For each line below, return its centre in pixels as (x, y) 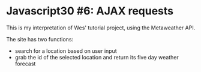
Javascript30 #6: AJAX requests (90, 11)
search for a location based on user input (66, 51)
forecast (25, 64)
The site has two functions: (40, 39)
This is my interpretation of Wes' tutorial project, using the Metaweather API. (101, 28)
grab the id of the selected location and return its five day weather (97, 57)
